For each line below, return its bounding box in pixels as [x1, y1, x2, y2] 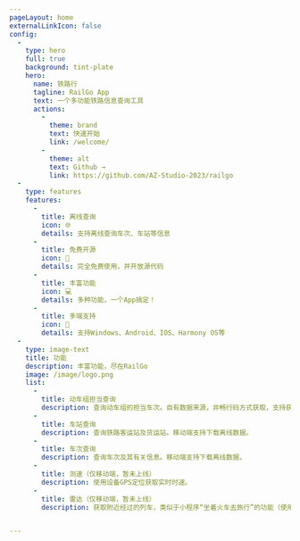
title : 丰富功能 [41, 279, 96, 287]
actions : [32, 104, 66, 113]
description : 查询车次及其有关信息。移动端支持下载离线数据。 [41, 453, 246, 462]
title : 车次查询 [41, 445, 96, 454]
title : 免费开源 [41, 246, 96, 254]
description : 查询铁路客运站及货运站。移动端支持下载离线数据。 [41, 428, 253, 437]
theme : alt [48, 154, 90, 163]
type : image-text [25, 345, 90, 354]
